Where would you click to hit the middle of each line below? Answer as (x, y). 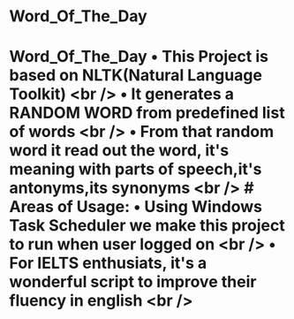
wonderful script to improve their (133, 282)
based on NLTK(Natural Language (136, 76)
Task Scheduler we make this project (147, 226)
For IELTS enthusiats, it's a (108, 263)
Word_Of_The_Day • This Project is (139, 57)
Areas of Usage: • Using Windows (136, 207)
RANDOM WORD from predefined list (147, 113)
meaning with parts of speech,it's (136, 169)
